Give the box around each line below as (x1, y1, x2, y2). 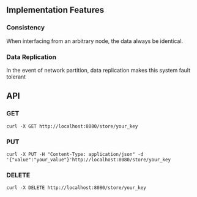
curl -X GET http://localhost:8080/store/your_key (6, 123, 138, 129)
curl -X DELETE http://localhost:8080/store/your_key (6, 185, 147, 191)
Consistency (6, 23, 45, 32)
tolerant (6, 73, 26, 80)
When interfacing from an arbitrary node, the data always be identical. (6, 37, 184, 45)
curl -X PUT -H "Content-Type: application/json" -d (6, 151, 144, 157)
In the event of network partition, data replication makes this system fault (6, 66, 191, 74)
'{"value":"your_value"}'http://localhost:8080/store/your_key (6, 156, 171, 163)
